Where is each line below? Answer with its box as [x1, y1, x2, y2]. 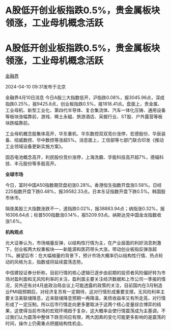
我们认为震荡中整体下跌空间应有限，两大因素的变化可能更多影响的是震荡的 [9, 314, 166, 320]
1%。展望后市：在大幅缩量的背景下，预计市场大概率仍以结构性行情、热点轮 [5, 252, 163, 259]
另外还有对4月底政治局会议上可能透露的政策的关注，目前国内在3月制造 [14, 282, 163, 288]
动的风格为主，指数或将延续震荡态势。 [5, 259, 85, 265]
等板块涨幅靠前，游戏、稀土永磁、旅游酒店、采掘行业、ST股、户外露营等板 [5, 114, 163, 120]
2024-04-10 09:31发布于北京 [5, 84, 66, 90]
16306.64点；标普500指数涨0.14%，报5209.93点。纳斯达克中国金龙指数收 [5, 212, 162, 218]
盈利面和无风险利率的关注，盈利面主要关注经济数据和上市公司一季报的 [14, 276, 161, 282]
